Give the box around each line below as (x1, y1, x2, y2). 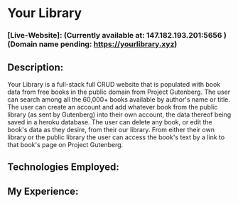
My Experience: (7, 185, 79, 197)
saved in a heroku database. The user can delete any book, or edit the (7, 117, 213, 126)
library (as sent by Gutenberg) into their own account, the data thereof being (7, 110, 232, 119)
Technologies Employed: (7, 161, 119, 173)
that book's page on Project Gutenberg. (7, 140, 124, 149)
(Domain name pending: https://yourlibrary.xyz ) (7, 39, 178, 49)
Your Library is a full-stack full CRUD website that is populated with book (7, 80, 221, 88)
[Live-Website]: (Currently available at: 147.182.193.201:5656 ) (7, 31, 227, 41)
